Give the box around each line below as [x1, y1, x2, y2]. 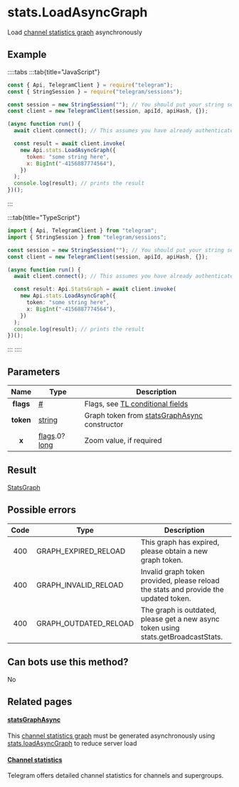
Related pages [7, 696, 73, 708]
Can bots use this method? [7, 656, 129, 668]
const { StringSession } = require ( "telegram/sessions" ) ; [7, 88, 183, 95]
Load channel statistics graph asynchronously [7, 28, 142, 36]
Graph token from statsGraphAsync [84, 411, 203, 421]
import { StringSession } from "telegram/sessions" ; [7, 234, 167, 241]
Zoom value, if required [84, 436, 162, 446]
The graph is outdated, [140, 605, 217, 615]
